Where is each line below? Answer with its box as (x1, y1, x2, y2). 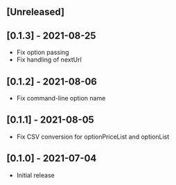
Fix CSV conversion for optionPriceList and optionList (16, 132, 170, 141)
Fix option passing (16, 49, 70, 57)
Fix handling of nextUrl (16, 55, 82, 64)
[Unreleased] (6, 6, 65, 18)
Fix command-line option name (16, 94, 106, 103)
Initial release (16, 170, 55, 179)
